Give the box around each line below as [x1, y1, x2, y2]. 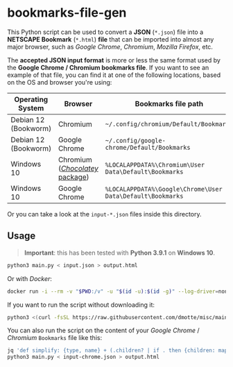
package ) [58, 172, 89, 182]
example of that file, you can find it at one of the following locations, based [7, 71, 221, 79]
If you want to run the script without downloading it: [7, 300, 155, 309]
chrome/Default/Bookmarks [105, 144, 191, 151]
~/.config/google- [105, 137, 166, 144]
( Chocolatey [58, 163, 99, 173]
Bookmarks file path [135, 99, 203, 108]
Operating [13, 94, 49, 104]
